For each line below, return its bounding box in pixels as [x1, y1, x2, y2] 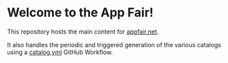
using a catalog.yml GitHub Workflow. [7, 48, 113, 56]
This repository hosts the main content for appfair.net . [7, 27, 159, 36]
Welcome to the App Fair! [7, 5, 154, 21]
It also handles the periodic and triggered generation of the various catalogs [7, 40, 222, 49]
